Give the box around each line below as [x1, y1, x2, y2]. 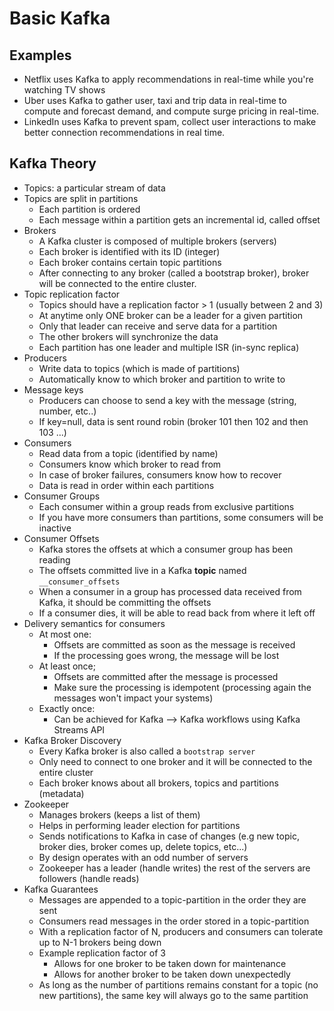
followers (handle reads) [38, 872, 140, 884]
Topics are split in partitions [23, 192, 139, 204]
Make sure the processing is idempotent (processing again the [53, 681, 312, 693]
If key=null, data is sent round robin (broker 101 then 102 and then [38, 415, 309, 427]
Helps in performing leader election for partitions [38, 819, 241, 831]
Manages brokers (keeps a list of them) [38, 808, 201, 821]
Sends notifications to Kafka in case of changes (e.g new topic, [38, 830, 300, 842]
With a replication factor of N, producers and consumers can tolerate [38, 925, 324, 937]
